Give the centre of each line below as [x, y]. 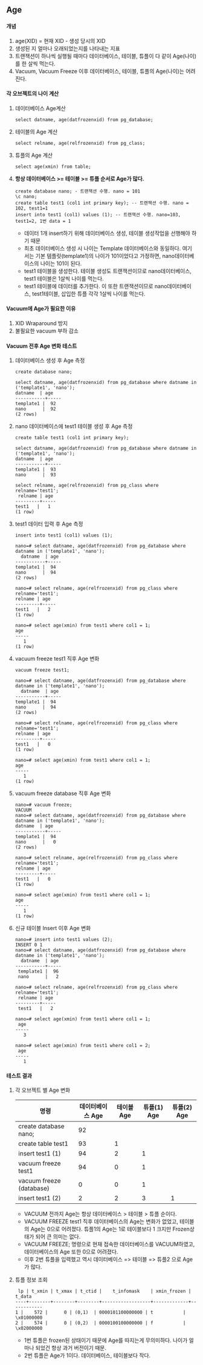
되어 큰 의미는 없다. [58, 1237]
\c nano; [26, 196]
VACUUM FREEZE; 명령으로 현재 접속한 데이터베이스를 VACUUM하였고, [109, 1244]
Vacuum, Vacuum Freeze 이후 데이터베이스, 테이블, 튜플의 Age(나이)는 [99, 71]
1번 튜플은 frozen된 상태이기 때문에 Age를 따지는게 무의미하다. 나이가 [106, 1340]
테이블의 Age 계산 [36, 131]
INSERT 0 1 [29, 945]
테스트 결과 [19, 1076]
